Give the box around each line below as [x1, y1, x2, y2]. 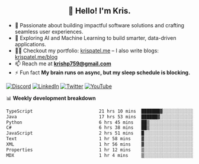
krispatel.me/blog [14, 53, 58, 60]
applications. [14, 40, 46, 48]
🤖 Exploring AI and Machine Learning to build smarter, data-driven [14, 34, 176, 42]
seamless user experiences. [14, 28, 84, 35]
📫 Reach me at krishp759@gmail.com [14, 60, 111, 67]
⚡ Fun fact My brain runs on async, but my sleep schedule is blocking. [14, 69, 191, 76]
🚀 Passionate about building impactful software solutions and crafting [14, 21, 185, 29]
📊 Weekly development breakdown [6, 94, 96, 102]
